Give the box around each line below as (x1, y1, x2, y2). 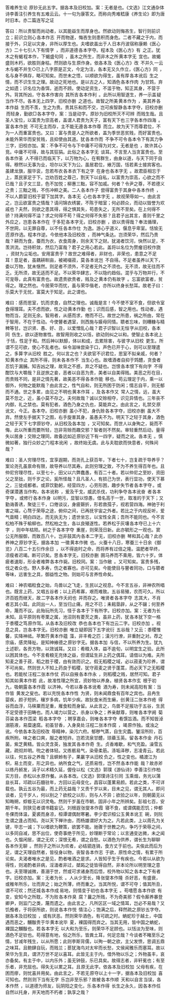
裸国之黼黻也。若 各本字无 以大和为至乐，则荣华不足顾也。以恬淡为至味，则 (5, 926, 163, 931)
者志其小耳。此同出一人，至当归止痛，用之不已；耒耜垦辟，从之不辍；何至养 (5, 601, 165, 607)
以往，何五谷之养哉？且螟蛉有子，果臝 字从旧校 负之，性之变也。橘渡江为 (5, 754, 157, 760)
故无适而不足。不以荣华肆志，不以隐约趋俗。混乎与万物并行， (31, 270, 160, 276)
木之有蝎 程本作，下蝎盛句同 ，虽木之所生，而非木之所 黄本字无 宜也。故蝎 (5, 53, 161, 60)
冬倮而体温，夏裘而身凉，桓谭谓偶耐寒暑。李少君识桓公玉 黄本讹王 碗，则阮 (5, 811, 163, 817)
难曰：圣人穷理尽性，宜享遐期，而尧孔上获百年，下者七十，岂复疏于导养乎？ (5, 457, 165, 463)
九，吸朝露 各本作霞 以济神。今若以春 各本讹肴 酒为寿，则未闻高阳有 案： (5, 684, 157, 690)
